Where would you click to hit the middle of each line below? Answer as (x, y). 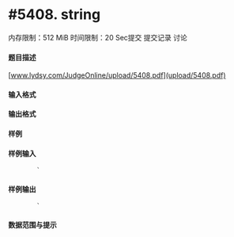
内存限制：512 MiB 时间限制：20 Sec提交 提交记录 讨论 (98, 37)
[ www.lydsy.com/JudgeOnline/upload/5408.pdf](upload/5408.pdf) (117, 75)
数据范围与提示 (32, 224)
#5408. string (55, 15)
